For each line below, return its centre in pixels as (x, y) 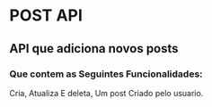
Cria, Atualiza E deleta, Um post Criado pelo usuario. (106, 93)
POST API (46, 16)
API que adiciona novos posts (94, 49)
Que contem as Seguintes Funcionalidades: (106, 74)
